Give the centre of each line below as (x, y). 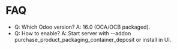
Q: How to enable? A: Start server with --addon (73, 33)
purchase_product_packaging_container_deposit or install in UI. (93, 39)
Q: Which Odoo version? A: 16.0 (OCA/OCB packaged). (82, 27)
